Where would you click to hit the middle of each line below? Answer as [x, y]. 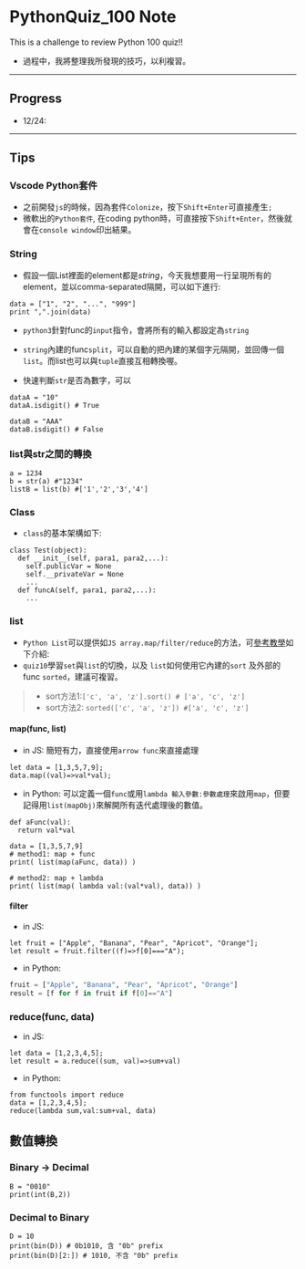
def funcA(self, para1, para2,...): [87, 590]
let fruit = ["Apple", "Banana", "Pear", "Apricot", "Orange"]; [134, 943]
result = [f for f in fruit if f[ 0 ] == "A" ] [91, 993]
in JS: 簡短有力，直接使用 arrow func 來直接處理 [110, 750]
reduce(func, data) [52, 1016]
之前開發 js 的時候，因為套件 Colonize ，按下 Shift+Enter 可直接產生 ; [148, 207]
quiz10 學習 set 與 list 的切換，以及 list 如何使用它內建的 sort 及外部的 [152, 665]
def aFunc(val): [40, 822]
